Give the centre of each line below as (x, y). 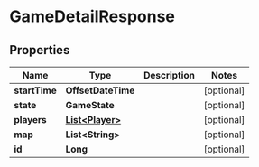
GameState (90, 105)
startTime (35, 90)
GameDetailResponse (92, 17)
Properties (40, 50)
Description (169, 75)
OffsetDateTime (100, 90)
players (30, 120)
